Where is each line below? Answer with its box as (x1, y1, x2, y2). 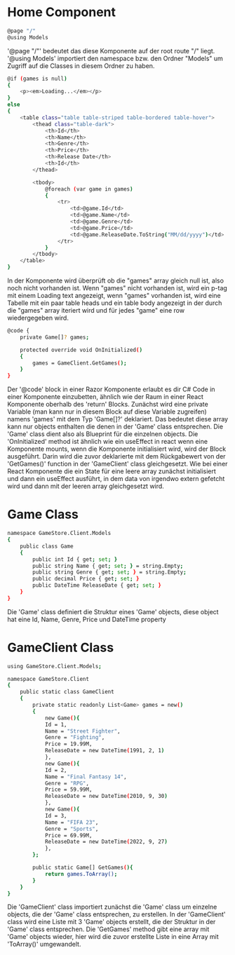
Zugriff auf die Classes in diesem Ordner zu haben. (7, 61, 155, 70)
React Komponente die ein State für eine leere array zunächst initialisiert (7, 467, 216, 475)
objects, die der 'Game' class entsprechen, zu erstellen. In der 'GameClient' (7, 910, 226, 919)
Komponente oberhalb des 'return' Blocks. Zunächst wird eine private (7, 400, 208, 409)
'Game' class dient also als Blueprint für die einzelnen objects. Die (7, 430, 199, 438)
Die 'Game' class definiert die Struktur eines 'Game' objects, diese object (7, 607, 219, 616)
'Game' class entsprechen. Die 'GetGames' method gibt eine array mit (7, 925, 210, 933)
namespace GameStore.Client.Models (7, 530, 112, 537)
